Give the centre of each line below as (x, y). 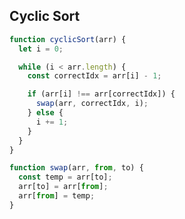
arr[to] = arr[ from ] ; (63, 187)
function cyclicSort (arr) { (68, 39)
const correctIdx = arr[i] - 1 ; (94, 76)
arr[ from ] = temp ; (57, 196)
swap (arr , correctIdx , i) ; (92, 104)
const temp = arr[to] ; (65, 177)
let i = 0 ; (41, 49)
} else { (45, 113)
